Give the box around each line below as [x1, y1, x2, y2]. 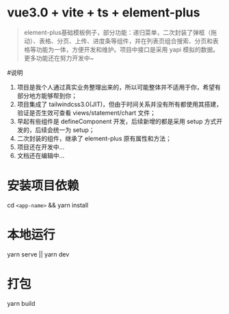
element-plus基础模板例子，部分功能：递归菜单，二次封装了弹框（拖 [23, 28, 217, 36]
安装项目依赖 [7, 178, 80, 194]
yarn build [7, 299, 36, 307]
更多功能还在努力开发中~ [23, 53, 94, 62]
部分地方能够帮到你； [16, 91, 77, 100]
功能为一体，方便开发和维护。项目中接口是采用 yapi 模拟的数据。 [36, 45, 219, 53]
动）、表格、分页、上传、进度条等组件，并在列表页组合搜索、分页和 [23, 36, 213, 45]
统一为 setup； [53, 125, 95, 134]
